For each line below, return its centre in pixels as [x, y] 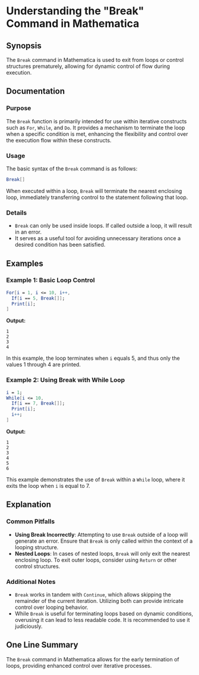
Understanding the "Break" [75, 11]
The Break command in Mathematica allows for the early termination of [93, 659]
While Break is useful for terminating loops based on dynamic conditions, [104, 613]
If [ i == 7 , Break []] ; [38, 403]
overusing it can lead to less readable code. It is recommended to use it [102, 620]
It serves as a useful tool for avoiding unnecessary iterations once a [98, 238]
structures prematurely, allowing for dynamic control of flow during [88, 66]
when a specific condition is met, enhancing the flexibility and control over [97, 134]
